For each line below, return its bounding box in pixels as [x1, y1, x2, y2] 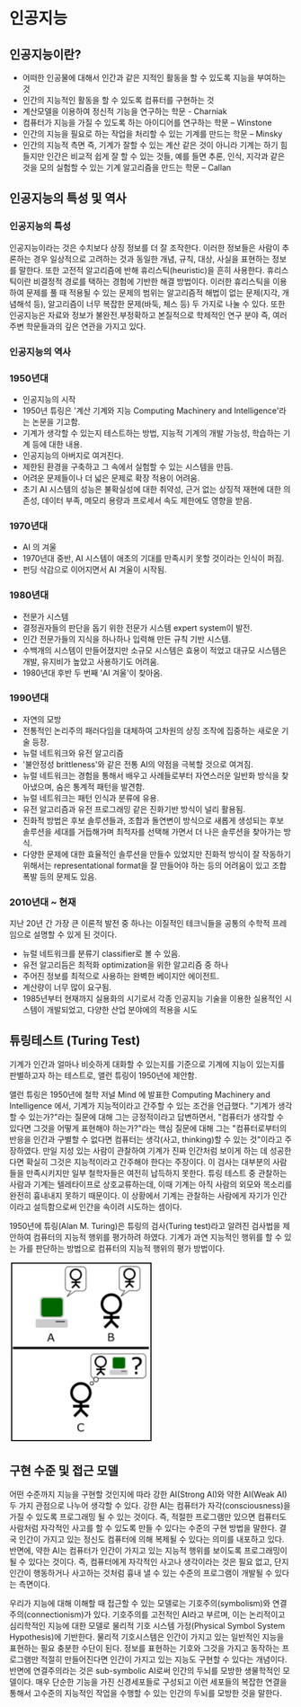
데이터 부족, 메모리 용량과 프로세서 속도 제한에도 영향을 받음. [41, 495, 252, 506]
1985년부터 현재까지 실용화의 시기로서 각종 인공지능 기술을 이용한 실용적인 [22, 994, 283, 1004]
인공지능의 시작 [22, 394, 76, 404]
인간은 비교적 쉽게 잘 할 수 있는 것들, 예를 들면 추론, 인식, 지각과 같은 [46, 151, 286, 162]
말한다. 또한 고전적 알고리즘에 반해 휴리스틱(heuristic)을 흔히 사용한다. [18, 264, 265, 275]
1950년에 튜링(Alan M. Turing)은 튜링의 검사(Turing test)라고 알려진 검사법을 [9, 1220, 281, 1231]
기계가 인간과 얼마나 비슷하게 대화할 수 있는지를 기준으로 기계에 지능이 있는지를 [9, 1058, 286, 1069]
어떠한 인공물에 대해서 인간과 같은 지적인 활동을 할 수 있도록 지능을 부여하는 [22, 73, 287, 83]
